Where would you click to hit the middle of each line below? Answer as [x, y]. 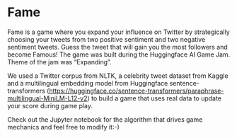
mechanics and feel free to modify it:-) [64, 127]
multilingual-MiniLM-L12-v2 [47, 98]
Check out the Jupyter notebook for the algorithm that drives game [105, 119]
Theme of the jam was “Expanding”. [59, 62]
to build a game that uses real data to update [156, 98]
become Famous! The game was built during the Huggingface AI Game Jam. [119, 54]
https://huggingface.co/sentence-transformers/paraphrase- [137, 91]
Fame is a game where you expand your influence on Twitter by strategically [118, 32]
